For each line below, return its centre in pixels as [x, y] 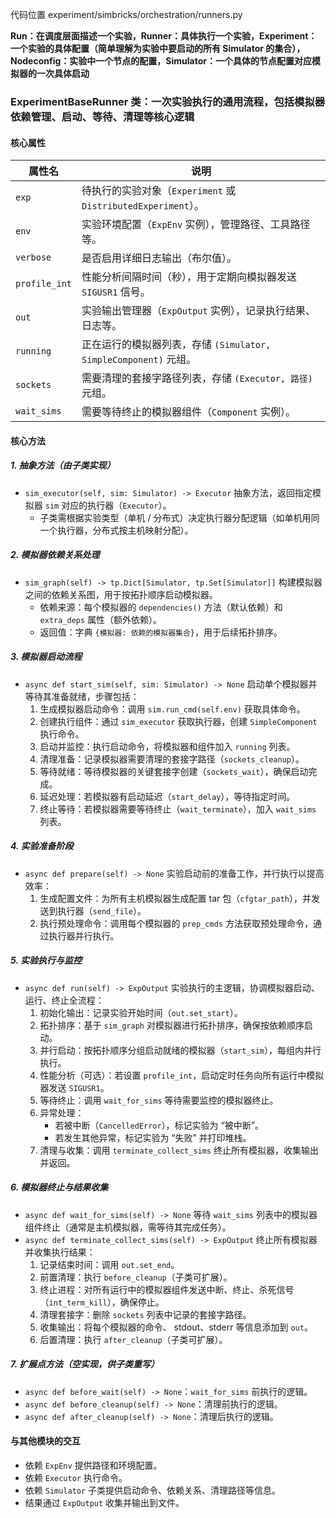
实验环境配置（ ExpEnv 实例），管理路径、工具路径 [196, 225]
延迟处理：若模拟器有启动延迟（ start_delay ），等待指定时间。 [167, 796]
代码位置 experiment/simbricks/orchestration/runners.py [126, 14]
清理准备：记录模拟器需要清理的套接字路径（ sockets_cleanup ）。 [172, 759]
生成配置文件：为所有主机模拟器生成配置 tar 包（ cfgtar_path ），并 [175, 898]
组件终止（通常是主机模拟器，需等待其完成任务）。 [128, 1227]
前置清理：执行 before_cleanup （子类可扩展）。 [136, 1277]
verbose [33, 257]
